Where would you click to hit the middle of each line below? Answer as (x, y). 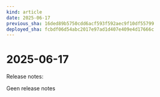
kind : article (24, 12)
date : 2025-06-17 (28, 18)
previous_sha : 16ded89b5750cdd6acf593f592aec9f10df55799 (80, 23)
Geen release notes (31, 88)
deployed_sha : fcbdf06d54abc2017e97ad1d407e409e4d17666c (80, 29)
